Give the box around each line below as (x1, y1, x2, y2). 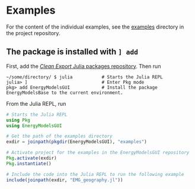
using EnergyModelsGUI (6, 122, 62, 128)
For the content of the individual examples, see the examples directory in (6, 23, 184, 30)
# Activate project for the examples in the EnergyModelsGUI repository (6, 150, 190, 156)
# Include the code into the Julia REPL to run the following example (6, 171, 184, 177)
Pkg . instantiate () (6, 160, 52, 166)
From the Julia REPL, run (6, 100, 66, 107)
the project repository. (6, 29, 60, 36)
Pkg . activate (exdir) (6, 155, 57, 161)
